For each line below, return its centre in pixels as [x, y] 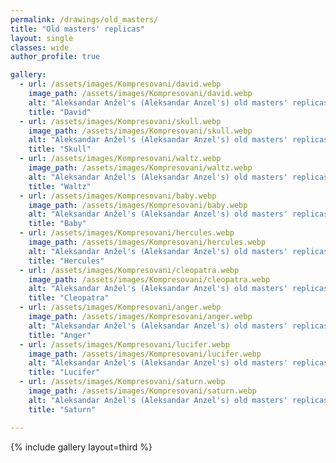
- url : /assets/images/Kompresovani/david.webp [120, 84]
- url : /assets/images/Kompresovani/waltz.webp [120, 159]
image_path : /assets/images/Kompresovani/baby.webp [138, 205]
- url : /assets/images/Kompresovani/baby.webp [118, 196]
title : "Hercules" [66, 261]
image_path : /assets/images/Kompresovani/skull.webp [140, 131]
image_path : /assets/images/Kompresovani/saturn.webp [142, 391]
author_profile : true [55, 57]
